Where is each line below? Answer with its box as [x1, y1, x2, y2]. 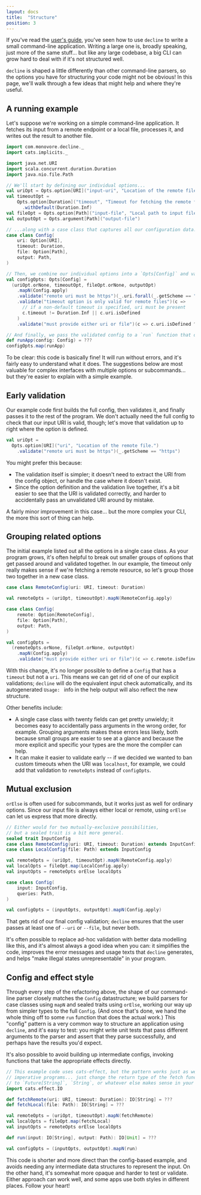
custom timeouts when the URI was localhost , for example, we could [14, 760, 185, 768]
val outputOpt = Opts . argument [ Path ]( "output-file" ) [6, 215, 141, 222]
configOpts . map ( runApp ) [6, 343, 66, 349]
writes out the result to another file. [6, 133, 93, 140]
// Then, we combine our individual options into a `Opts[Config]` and [6, 271, 188, 277]
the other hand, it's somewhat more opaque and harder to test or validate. [6, 1169, 188, 1176]
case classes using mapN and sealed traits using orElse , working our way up [6, 1001, 192, 1008]
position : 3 [6, 20, 36, 26]
